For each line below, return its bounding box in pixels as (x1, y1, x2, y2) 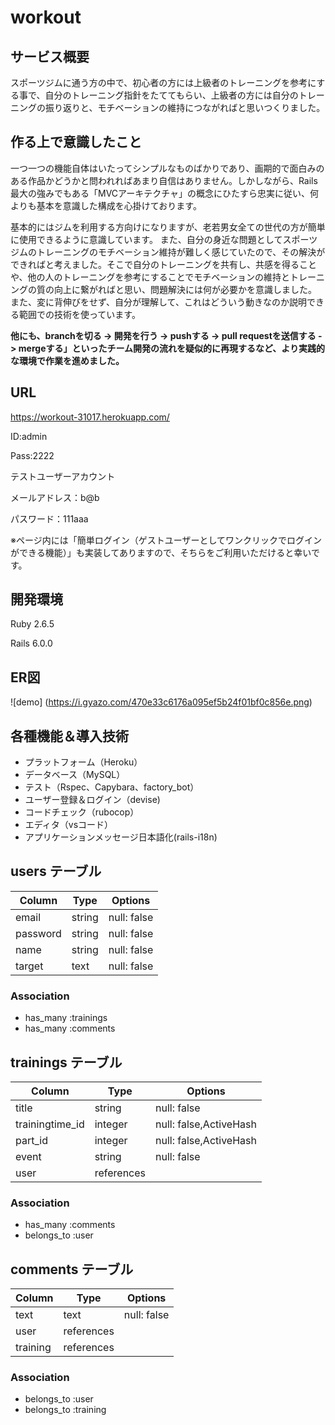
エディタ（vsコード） (24, 819, 114, 831)
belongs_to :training (24, 1404, 107, 1416)
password (15, 926, 62, 940)
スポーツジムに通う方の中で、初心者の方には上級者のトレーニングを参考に (10, 77, 317, 88)
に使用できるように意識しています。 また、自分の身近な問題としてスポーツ (10, 233, 318, 245)
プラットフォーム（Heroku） (24, 756, 143, 768)
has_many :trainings (24, 1012, 108, 1024)
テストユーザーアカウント (10, 470, 116, 482)
